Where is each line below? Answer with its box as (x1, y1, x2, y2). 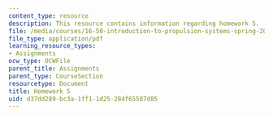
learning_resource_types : (8, 42, 96, 50)
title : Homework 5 (8, 87, 71, 96)
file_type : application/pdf (8, 34, 104, 43)
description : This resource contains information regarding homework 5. (8, 19, 260, 28)
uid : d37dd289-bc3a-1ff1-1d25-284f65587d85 (8, 95, 158, 103)
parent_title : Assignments (8, 65, 100, 73)
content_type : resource (8, 11, 89, 20)
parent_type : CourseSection (8, 72, 104, 80)
